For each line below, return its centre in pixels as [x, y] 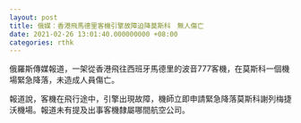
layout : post [34, 17]
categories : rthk [42, 42]
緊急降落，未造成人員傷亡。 [68, 80]
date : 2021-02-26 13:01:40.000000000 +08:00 [94, 34]
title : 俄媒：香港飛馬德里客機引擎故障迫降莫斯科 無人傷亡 [107, 26]
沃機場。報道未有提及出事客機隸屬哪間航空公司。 [99, 110]
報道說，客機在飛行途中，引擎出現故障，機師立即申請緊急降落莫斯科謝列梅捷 [150, 99]
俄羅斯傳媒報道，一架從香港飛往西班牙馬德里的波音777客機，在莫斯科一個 [146, 69]
